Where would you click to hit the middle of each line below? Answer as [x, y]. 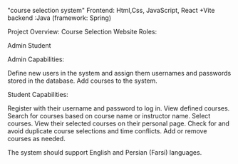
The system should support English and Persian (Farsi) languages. [105, 152]
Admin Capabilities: [36, 59]
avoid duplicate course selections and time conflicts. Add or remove [107, 131]
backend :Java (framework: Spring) [59, 18]
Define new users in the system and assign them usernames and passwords [119, 73]
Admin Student [29, 45]
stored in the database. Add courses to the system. [83, 81]
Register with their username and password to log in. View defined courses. [119, 108]
